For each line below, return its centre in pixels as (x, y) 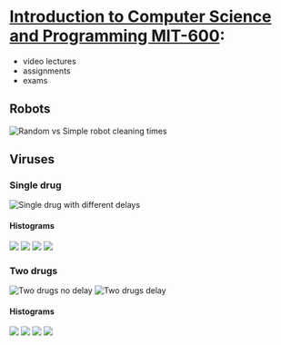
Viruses (32, 159)
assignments (46, 71)
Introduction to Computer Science (140, 17)
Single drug (35, 185)
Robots (30, 109)
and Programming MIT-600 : (117, 36)
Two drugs (34, 271)
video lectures (50, 61)
